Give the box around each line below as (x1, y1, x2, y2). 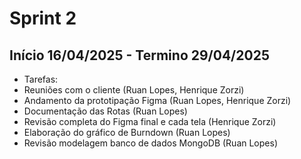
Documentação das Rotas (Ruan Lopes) (23, 105, 188, 117)
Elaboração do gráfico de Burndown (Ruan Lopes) (23, 127, 231, 138)
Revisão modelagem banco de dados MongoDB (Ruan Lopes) (23, 137, 278, 149)
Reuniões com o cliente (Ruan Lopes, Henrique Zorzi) (23, 84, 245, 96)
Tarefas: (23, 73, 59, 85)
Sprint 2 (9, 7, 77, 30)
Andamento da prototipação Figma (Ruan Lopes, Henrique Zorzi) (23, 95, 292, 106)
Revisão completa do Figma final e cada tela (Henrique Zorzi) (23, 116, 277, 127)
